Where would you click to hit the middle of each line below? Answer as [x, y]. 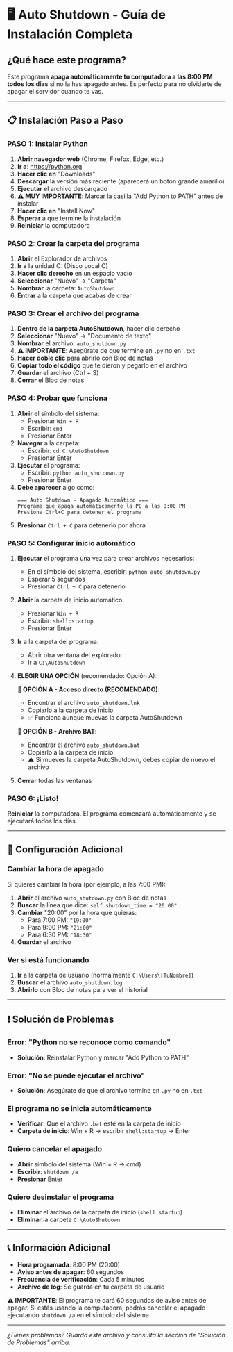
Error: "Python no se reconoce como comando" [89, 1042]
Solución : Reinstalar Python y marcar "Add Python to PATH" [103, 1057]
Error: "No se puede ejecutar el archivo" [76, 1075]
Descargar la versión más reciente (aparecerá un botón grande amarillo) [121, 181]
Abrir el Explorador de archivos [62, 258]
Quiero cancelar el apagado [55, 1149]
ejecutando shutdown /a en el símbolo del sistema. [79, 1314]
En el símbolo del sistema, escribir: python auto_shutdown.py [114, 571]
